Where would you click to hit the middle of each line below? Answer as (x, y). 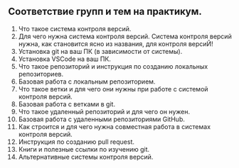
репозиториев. (41, 74)
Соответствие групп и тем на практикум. (105, 12)
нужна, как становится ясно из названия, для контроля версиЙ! (116, 44)
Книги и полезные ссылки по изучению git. (84, 149)
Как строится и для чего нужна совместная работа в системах (115, 126)
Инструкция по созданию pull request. (76, 142)
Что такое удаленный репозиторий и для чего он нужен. (104, 111)
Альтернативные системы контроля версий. (86, 157)
